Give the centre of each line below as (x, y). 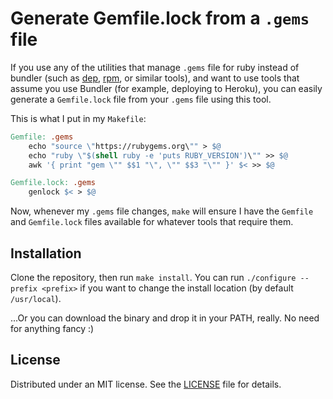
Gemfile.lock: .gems (53, 183)
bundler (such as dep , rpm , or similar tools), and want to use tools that (155, 78)
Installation (46, 253)
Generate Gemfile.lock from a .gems (160, 18)
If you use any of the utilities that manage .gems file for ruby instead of (155, 67)
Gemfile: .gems (42, 137)
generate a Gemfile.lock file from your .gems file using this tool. (141, 99)
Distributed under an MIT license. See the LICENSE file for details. (146, 384)
